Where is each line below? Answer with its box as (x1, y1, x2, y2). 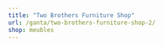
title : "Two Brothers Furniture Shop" (8, 11, 135, 19)
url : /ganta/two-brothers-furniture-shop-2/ (8, 19, 156, 27)
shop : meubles (8, 26, 55, 34)
